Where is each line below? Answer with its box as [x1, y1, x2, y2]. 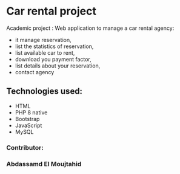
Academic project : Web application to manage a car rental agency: [6, 24, 175, 32]
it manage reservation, [15, 36, 72, 43]
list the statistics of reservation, [15, 43, 94, 50]
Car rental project [6, 4, 97, 18]
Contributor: [6, 143, 44, 151]
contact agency [15, 68, 55, 75]
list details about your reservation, [15, 62, 101, 69]
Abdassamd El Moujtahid [6, 159, 82, 168]
